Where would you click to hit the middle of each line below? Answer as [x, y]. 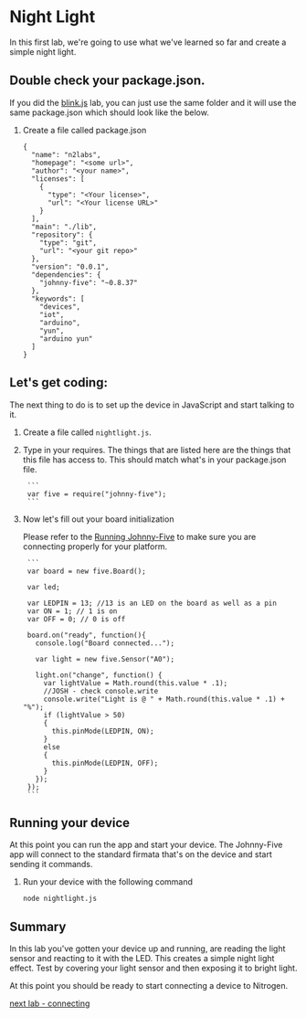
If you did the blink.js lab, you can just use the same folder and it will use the [153, 102]
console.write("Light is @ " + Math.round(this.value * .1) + [164, 699]
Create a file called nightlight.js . [87, 432]
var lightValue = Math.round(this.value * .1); [136, 683]
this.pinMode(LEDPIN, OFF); [105, 763]
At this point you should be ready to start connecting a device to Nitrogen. [149, 986]
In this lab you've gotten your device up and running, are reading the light [148, 949]
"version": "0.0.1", [70, 267]
